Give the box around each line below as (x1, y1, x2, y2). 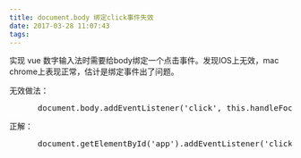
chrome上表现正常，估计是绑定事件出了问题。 (9, 66, 179, 77)
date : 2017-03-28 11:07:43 (9, 21, 110, 30)
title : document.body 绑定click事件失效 (9, 12, 154, 22)
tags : (9, 29, 30, 38)
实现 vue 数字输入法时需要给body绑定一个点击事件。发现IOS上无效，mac (9, 55, 279, 66)
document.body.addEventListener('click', (37, 104, 222, 113)
